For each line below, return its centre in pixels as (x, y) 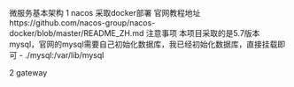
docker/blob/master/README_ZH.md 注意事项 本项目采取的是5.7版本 (135, 33)
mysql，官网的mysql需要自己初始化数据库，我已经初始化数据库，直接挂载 (143, 44)
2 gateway (28, 72)
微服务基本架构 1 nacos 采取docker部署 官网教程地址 (105, 13)
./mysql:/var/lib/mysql (65, 55)
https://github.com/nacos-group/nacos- (82, 23)
